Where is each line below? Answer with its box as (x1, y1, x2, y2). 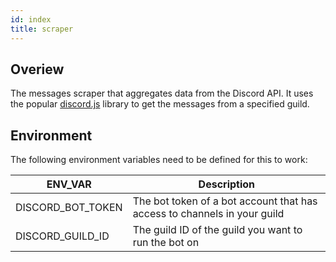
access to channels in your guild (132, 207, 285, 221)
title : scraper (10, 24, 74, 34)
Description (198, 177, 256, 191)
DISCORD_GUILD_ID (15, 229, 110, 243)
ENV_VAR (46, 177, 92, 191)
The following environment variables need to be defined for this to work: (10, 154, 308, 166)
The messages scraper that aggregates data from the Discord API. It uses (10, 87, 314, 100)
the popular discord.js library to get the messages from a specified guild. (10, 98, 310, 110)
